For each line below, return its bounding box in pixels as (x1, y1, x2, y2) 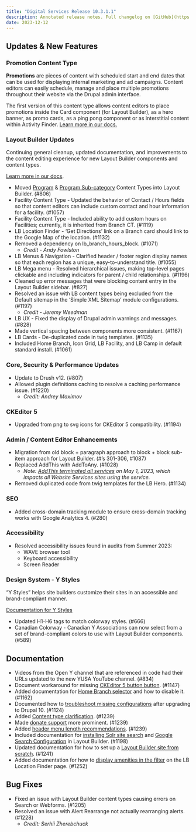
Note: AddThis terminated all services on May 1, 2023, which (23, 468, 171, 475)
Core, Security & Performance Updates (6, 361, 119, 369)
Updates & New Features (6, 41, 98, 51)
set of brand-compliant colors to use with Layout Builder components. (14, 630, 184, 637)
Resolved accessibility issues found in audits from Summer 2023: (14, 542, 173, 549)
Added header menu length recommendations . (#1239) (14, 725, 147, 732)
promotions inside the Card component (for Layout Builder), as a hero (6, 109, 174, 116)
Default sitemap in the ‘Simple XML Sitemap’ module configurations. (14, 296, 179, 303)
